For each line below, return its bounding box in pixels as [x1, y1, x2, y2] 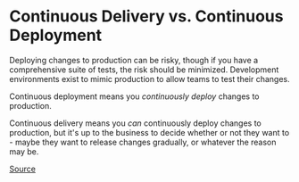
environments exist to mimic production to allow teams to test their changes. [9, 73, 290, 84]
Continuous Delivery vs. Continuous [9, 6, 284, 27]
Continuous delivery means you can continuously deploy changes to [9, 118, 262, 128]
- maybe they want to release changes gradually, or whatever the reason [9, 136, 277, 147]
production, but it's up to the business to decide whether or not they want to [9, 127, 290, 137]
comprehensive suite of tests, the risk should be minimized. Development [9, 64, 279, 75]
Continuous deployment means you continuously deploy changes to [9, 91, 260, 102]
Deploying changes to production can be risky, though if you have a [9, 54, 259, 65]
